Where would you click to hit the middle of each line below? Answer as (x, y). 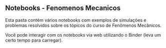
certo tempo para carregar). (34, 40)
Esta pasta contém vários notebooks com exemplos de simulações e (76, 20)
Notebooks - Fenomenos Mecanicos (63, 8)
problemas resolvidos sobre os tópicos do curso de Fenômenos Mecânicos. (83, 25)
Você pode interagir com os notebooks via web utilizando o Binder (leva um (83, 35)
